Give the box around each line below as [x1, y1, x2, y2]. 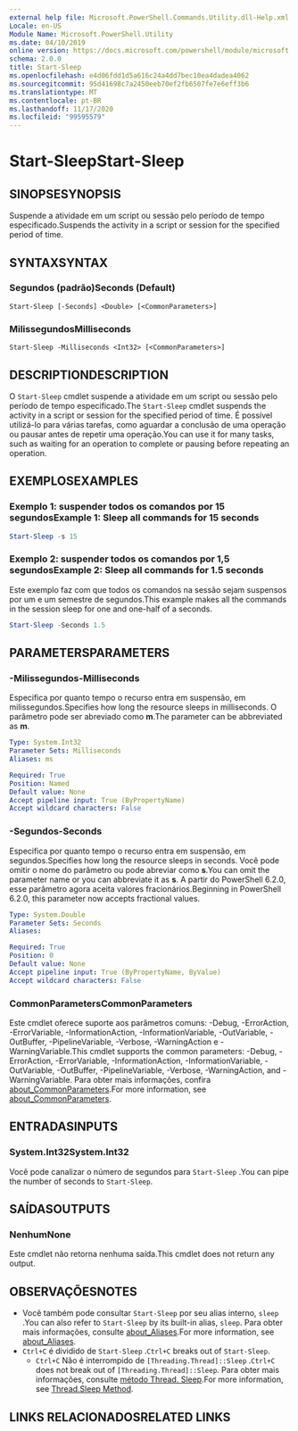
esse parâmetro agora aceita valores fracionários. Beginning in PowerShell [9, 883, 282, 894]
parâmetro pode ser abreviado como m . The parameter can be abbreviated [9, 711, 283, 722]
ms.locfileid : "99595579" [9, 112, 105, 121]
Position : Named [9, 778, 70, 788]
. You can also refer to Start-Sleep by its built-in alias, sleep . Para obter [21, 1318, 284, 1328]
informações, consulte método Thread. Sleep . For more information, [35, 1374, 284, 1385]
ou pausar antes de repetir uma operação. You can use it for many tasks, [9, 428, 275, 439]
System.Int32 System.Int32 [9, 1146, 129, 1159]
